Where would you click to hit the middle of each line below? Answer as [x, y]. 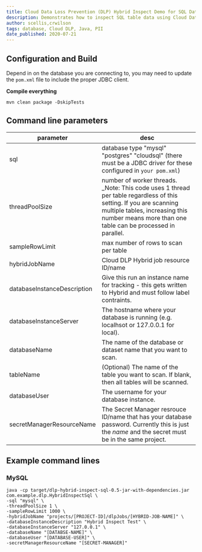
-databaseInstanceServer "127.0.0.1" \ [56, 527]
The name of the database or [143, 342]
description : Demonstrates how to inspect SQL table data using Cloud [96, 17]
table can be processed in [139, 225]
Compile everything [32, 91]
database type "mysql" [134, 148]
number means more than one [144, 218]
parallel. [113, 233]
